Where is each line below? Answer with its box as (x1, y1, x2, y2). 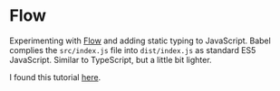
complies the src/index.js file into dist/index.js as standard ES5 (9, 44, 256, 55)
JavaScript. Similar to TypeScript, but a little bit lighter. (9, 54, 212, 65)
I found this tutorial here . (9, 71, 101, 82)
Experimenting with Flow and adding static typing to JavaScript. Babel (9, 35, 272, 46)
